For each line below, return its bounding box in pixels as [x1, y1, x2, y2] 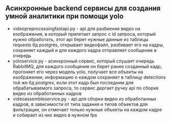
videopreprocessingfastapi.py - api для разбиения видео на [12, 25, 141, 32]
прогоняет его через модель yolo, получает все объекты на [12, 69, 144, 75]
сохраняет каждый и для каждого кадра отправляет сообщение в [12, 47, 157, 53]
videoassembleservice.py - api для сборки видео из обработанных [12, 96, 157, 102]
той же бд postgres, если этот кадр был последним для [12, 79, 134, 85]
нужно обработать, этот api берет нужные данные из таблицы [12, 36, 149, 42]
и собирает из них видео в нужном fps [12, 112, 98, 118]
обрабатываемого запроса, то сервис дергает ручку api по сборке [12, 85, 159, 91]
